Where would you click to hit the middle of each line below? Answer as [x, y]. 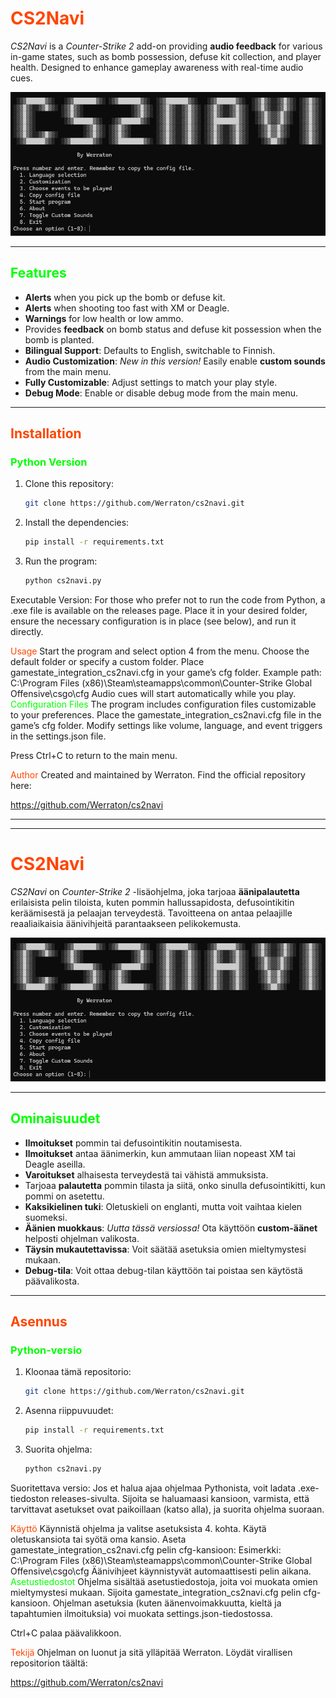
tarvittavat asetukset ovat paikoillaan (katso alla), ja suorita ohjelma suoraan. [167, 1509]
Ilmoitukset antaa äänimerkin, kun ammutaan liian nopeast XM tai [160, 1153]
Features [38, 273]
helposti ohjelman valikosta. [82, 1238]
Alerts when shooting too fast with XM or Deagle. [127, 308]
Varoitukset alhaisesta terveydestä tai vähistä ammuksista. [146, 1174]
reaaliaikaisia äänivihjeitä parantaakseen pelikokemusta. [126, 923]
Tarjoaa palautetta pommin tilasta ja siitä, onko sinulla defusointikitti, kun [175, 1185]
